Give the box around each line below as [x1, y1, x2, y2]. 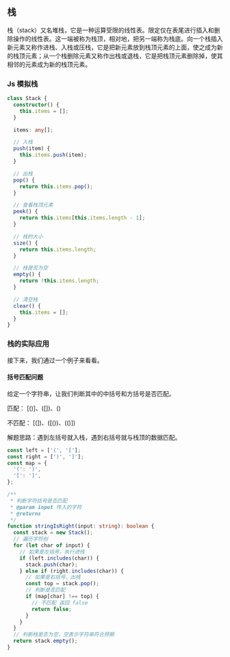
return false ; [31, 606, 72, 612]
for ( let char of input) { [13, 542, 90, 549]
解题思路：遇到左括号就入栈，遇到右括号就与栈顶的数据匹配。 [7, 433, 181, 441]
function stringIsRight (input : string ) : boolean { [7, 523, 155, 530]
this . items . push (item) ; [19, 151, 88, 159]
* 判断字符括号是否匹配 [10, 497, 68, 504]
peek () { [13, 208, 38, 215]
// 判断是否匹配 [25, 586, 66, 594]
